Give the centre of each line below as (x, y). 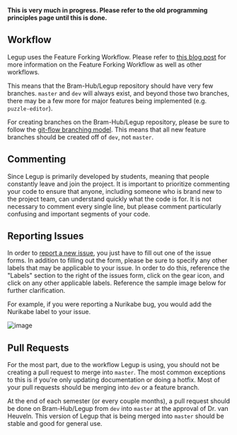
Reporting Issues (46, 236)
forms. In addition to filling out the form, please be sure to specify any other (117, 260)
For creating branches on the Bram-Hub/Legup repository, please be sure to (118, 122)
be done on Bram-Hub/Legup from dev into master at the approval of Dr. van (118, 409)
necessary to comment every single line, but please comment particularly (114, 206)
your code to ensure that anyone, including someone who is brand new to (115, 191)
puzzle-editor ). (30, 108)
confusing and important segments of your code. (79, 214)
